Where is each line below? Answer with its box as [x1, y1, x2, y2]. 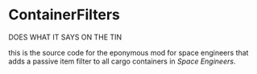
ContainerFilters [8, 6, 121, 24]
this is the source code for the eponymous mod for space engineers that [8, 47, 249, 57]
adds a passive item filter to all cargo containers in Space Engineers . [8, 56, 236, 66]
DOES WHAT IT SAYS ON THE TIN [8, 32, 122, 42]
